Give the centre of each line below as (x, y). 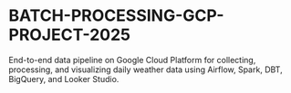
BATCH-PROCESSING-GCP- (116, 16)
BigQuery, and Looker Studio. (64, 79)
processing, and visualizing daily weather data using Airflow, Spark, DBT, (146, 70)
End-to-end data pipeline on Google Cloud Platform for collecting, (132, 60)
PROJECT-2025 (70, 35)
